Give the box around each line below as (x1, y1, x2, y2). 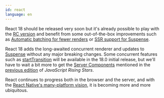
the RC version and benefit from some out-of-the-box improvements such (5, 31, 157, 37)
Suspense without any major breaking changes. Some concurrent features (5, 51, 158, 57)
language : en (5, 12, 32, 17)
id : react (5, 7, 26, 12)
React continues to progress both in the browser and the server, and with (5, 77, 155, 83)
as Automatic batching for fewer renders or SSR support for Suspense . (5, 36, 150, 42)
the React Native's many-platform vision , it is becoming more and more (5, 82, 151, 88)
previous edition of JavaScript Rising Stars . (5, 67, 94, 73)
